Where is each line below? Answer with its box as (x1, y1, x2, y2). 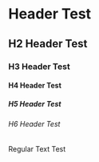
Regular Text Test (8, 144, 66, 153)
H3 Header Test (8, 61, 70, 72)
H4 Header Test (8, 81, 62, 91)
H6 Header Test (8, 119, 61, 129)
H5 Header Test (8, 99, 61, 108)
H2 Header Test (8, 37, 88, 51)
